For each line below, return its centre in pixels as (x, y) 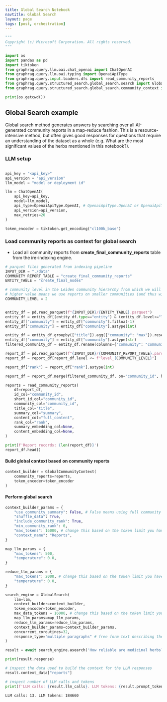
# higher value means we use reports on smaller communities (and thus (81, 294)
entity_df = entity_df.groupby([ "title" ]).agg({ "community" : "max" (77, 335)
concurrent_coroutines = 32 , (42, 632)
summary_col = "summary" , (39, 413)
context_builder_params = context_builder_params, (65, 627)
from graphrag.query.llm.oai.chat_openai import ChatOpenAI (69, 70)
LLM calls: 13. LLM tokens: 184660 (42, 696)
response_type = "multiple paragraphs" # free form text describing (84, 637)
